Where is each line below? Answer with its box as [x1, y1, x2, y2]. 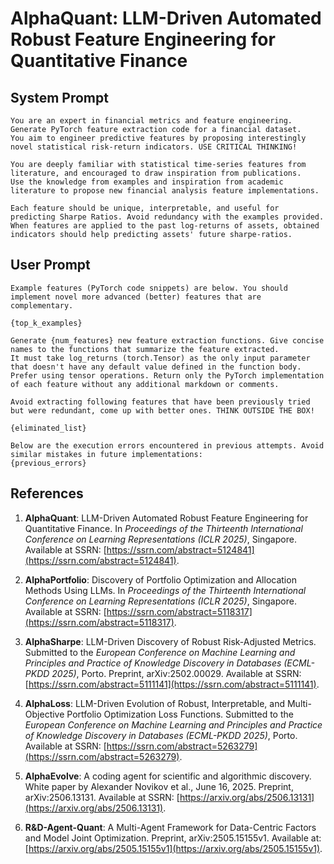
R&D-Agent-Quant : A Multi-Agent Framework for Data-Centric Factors [24, 821, 317, 833]
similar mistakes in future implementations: [10, 449, 203, 459]
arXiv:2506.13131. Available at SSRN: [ [24, 791, 180, 803]
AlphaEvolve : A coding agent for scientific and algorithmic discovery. [24, 770, 312, 782]
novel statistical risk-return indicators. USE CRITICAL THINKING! [10, 142, 298, 152]
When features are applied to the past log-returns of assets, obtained [10, 221, 320, 231]
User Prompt [10, 257, 91, 274]
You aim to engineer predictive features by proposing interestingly [10, 133, 307, 143]
